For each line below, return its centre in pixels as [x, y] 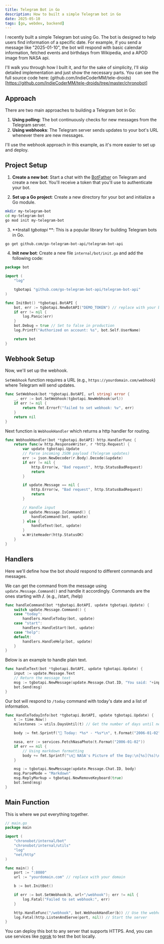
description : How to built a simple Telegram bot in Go [63, 14]
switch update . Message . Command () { [50, 610]
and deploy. [17, 150]
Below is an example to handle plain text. [46, 660]
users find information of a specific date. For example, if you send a [73, 43]
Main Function [27, 802]
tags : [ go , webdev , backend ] [35, 23]
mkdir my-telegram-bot [28, 211]
